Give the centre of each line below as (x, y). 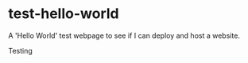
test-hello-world (64, 14)
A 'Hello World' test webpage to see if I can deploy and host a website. (124, 35)
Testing (21, 50)
